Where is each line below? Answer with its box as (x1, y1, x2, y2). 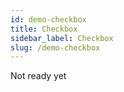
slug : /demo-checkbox (10, 42, 101, 53)
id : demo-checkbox (10, 14, 87, 25)
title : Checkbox (10, 24, 78, 34)
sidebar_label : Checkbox (10, 33, 114, 43)
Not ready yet (10, 70, 67, 82)
